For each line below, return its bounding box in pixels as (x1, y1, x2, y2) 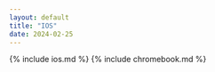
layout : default (9, 12, 69, 22)
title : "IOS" (9, 21, 58, 30)
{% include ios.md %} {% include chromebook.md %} (9, 54, 207, 65)
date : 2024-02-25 (9, 29, 74, 38)
